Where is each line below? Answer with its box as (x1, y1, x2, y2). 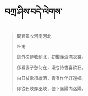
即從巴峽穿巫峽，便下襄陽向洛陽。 (16, 85, 86, 91)
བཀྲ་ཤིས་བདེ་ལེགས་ (4, 6, 62, 18)
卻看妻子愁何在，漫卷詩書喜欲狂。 (16, 64, 86, 70)
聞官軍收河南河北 (16, 33, 52, 39)
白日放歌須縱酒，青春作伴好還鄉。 (16, 75, 86, 81)
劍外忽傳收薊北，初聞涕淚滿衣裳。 (16, 54, 86, 60)
